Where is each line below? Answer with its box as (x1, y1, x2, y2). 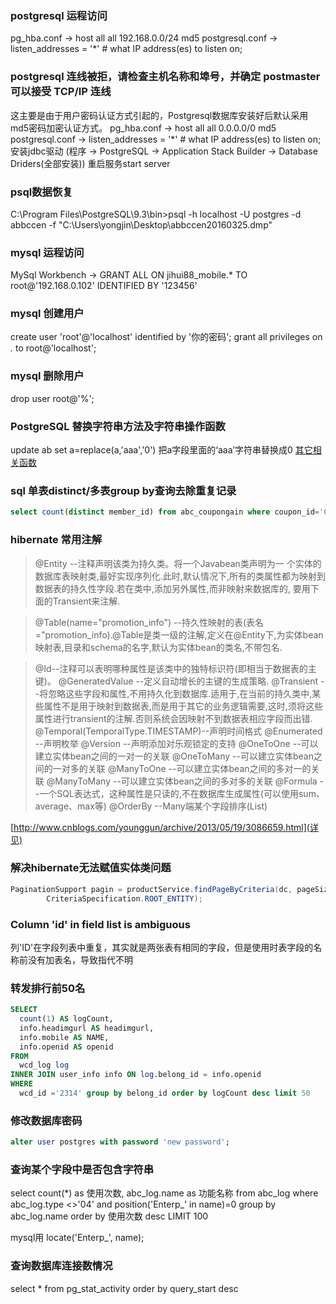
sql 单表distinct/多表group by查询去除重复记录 (10, 484, 237, 497)
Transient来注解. (52, 595, 121, 607)
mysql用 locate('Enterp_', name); (10, 1232, 145, 1244)
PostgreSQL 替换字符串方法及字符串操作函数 (10, 419, 226, 433)
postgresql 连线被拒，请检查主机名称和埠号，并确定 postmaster (10, 70, 321, 84)
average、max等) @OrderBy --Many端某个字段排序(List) (34, 800, 268, 812)
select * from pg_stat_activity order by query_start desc (10, 1282, 239, 1294)
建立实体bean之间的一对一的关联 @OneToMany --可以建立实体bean (34, 750, 314, 762)
